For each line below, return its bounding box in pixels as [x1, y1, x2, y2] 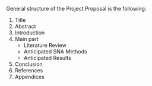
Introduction [14, 29, 45, 36]
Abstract [14, 23, 36, 30]
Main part [14, 36, 39, 42]
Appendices [14, 74, 45, 80]
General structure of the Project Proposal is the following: [6, 5, 147, 12]
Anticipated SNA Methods [23, 48, 87, 55]
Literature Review [23, 42, 66, 49]
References [14, 67, 43, 74]
